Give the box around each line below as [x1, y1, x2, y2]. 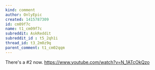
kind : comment [5, 7, 36, 13]
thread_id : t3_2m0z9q [5, 41, 51, 46]
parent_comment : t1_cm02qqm [5, 45, 65, 50]
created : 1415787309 [5, 17, 49, 22]
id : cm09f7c [5, 21, 31, 27]
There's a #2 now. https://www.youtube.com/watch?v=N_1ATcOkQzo [5, 59, 150, 65]
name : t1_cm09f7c [5, 26, 42, 31]
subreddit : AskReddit [5, 31, 51, 36]
